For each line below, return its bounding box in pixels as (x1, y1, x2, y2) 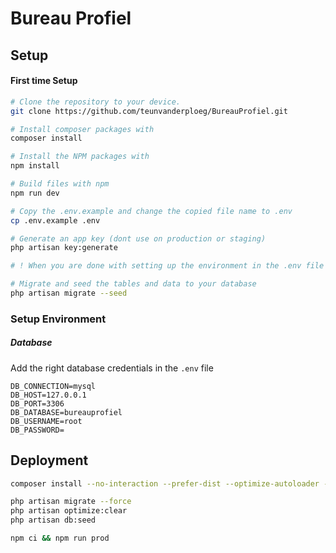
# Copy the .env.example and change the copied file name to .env (10, 206, 293, 216)
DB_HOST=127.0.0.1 (10, 390, 87, 400)
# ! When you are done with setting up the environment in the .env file (10, 261, 325, 271)
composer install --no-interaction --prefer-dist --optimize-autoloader (10, 478, 320, 489)
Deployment (10, 452, 89, 469)
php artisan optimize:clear (10, 506, 128, 516)
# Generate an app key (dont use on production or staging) (10, 233, 267, 244)
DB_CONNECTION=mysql (10, 381, 97, 391)
